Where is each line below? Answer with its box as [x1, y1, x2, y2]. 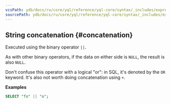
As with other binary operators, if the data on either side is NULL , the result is [5, 54, 165, 60]
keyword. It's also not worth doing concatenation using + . [5, 74, 126, 81]
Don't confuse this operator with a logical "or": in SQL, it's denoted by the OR [5, 69, 165, 75]
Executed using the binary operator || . [5, 44, 87, 50]
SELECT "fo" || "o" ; [5, 94, 49, 99]
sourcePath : [5, 12, 31, 17]
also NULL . [5, 59, 26, 66]
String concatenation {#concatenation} [5, 31, 133, 39]
